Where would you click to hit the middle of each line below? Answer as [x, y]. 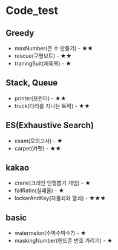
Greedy [20, 33]
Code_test [32, 11]
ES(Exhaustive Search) [50, 125]
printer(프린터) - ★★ [40, 98]
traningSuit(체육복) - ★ [43, 63]
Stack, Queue [32, 83]
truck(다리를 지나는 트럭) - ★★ [52, 106]
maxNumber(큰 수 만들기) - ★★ [54, 48]
